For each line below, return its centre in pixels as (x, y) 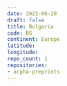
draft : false (26, 20)
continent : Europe (33, 40)
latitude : (21, 46)
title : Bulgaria (30, 26)
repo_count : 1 (28, 59)
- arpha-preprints (33, 71)
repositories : (28, 65)
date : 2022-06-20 (32, 14)
